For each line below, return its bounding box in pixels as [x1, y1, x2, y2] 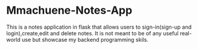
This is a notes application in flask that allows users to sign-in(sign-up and [6, 23, 192, 30]
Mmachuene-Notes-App [6, 4, 133, 17]
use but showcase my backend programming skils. [21, 36, 149, 43]
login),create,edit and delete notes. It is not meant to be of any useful [6, 29, 179, 36]
